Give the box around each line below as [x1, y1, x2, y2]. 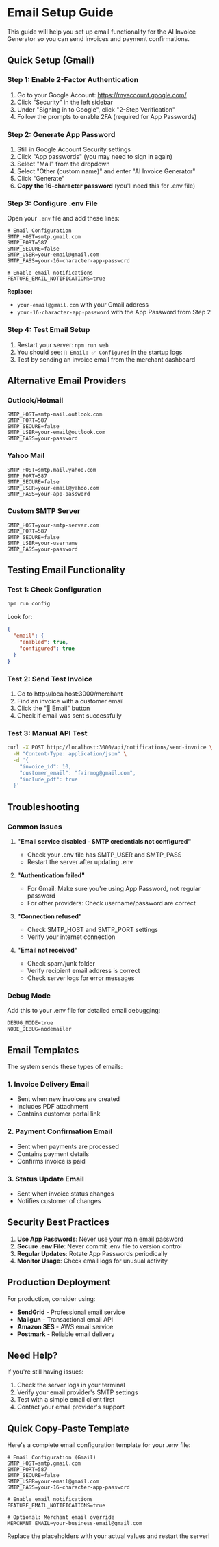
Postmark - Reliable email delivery [16, 1330, 115, 1338]
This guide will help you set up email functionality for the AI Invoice [7, 27, 196, 36]
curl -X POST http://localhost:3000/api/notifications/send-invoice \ [7, 744, 213, 751]
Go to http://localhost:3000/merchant [16, 690, 123, 698]
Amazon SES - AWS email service [16, 1322, 114, 1331]
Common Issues [7, 822, 63, 831]
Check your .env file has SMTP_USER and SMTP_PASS [27, 851, 182, 859]
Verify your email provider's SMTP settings [16, 1388, 138, 1396]
